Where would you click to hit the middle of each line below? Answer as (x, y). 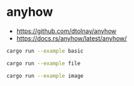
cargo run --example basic (45, 51)
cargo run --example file (43, 63)
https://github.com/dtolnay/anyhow (66, 31)
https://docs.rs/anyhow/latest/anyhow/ (71, 38)
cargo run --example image (45, 76)
